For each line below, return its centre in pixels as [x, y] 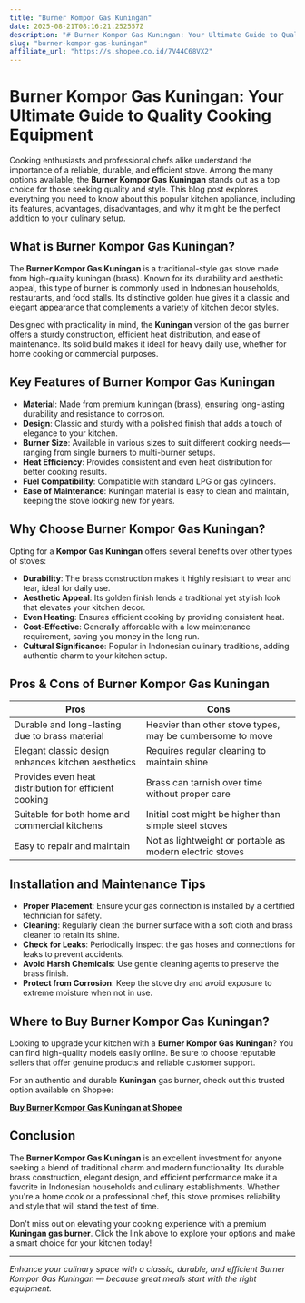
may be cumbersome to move [209, 736]
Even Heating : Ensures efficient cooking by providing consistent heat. [153, 617]
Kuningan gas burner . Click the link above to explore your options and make [152, 1233]
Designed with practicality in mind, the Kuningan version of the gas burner [149, 324]
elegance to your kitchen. [70, 433]
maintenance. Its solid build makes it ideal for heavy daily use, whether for [148, 344]
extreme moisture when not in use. [87, 993]
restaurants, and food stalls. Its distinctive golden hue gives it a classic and [150, 297]
